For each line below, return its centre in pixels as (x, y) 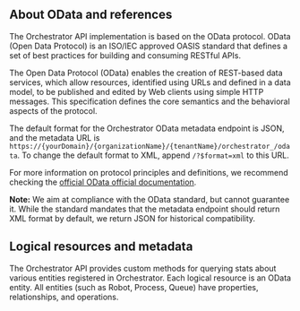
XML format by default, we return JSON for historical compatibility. (133, 218)
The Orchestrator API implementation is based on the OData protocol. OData (150, 36)
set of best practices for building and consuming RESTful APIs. (125, 55)
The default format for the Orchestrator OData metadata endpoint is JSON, (147, 128)
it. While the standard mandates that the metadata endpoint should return (145, 209)
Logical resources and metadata (101, 247)
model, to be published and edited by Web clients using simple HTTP (137, 91)
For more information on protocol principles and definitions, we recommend (149, 172)
